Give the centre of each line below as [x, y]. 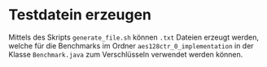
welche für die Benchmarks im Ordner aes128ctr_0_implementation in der [131, 45]
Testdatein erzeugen [80, 15]
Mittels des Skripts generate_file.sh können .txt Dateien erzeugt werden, [133, 37]
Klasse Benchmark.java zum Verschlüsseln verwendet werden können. [126, 54]
